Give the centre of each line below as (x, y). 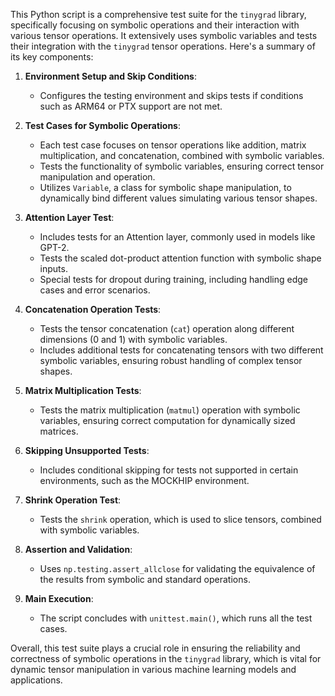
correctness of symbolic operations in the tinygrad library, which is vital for (166, 658)
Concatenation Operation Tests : (93, 309)
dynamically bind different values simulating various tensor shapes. (178, 198)
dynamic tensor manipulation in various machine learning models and (153, 669)
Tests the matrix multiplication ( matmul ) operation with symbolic (170, 410)
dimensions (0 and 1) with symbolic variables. (133, 339)
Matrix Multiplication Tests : (83, 390)
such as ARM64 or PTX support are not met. (131, 106)
